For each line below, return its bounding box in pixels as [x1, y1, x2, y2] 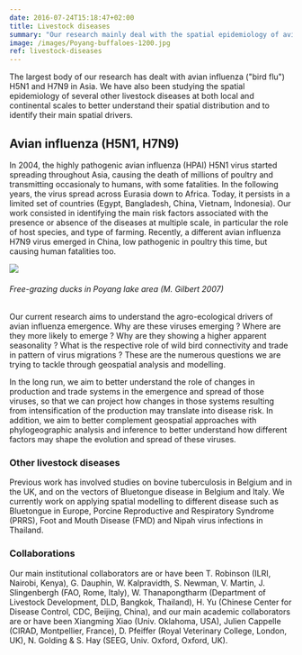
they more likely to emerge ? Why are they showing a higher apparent [9, 331, 267, 341]
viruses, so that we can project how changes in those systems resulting [9, 396, 275, 406]
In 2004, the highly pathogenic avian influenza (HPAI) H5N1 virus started [9, 159, 278, 170]
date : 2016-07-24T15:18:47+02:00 [9, 13, 135, 23]
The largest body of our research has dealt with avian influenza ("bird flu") [9, 71, 286, 82]
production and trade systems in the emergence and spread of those [9, 387, 265, 397]
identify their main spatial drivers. [9, 110, 133, 121]
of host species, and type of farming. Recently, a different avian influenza [9, 226, 281, 237]
